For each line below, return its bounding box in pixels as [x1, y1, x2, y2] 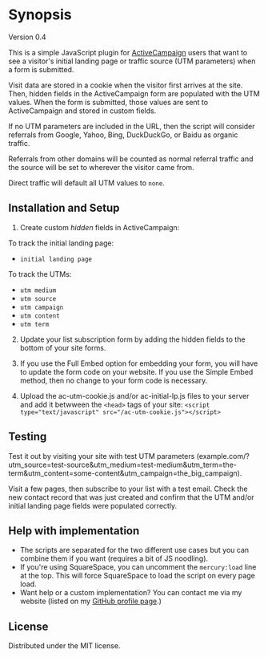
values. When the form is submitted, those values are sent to [8, 97, 209, 107]
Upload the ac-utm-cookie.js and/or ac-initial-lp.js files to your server [19, 391, 250, 400]
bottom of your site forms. [19, 343, 106, 352]
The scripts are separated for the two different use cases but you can [19, 545, 250, 555]
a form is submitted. [8, 64, 74, 74]
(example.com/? [196, 451, 250, 460]
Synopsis [8, 6, 72, 24]
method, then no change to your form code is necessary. [19, 375, 208, 385]
